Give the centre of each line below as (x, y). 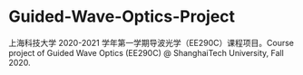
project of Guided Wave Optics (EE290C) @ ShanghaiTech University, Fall (147, 52)
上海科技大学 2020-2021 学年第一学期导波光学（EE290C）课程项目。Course (151, 42)
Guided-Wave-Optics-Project (122, 17)
